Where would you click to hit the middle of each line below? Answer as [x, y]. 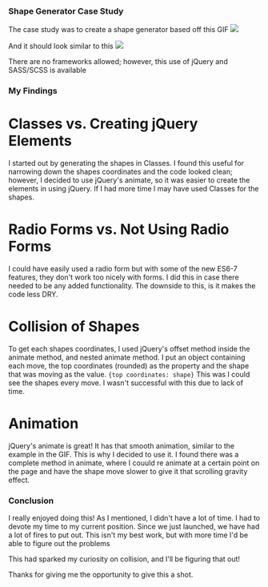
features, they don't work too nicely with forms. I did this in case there [124, 277]
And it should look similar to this [61, 46]
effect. [19, 480]
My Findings [33, 91]
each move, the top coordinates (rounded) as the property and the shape [129, 366]
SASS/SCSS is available [47, 70]
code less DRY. [33, 295]
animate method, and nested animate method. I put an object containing [127, 357]
